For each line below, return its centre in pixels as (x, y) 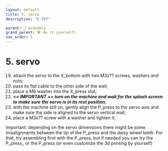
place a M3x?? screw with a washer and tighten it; (64, 118)
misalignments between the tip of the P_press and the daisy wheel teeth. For (84, 133)
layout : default (22, 10)
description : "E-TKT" (28, 19)
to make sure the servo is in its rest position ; (60, 102)
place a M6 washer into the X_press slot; (55, 91)
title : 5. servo (22, 14)
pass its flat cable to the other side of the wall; (60, 86)
